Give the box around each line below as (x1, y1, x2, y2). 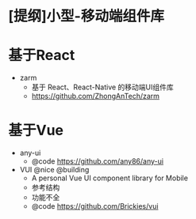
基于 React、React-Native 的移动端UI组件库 (31, 82, 175, 92)
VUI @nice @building (19, 165, 90, 175)
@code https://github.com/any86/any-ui (31, 157, 164, 166)
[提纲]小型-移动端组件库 (8, 7, 165, 25)
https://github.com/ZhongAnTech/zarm (31, 92, 160, 101)
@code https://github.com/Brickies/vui (31, 202, 159, 211)
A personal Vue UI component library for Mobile (31, 173, 189, 183)
